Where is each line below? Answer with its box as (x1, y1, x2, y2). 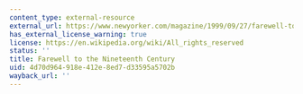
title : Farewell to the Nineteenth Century (9, 55, 176, 64)
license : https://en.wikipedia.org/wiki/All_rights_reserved (9, 38, 244, 47)
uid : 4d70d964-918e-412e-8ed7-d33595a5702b (9, 64, 176, 73)
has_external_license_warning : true (9, 30, 147, 38)
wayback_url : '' (9, 72, 70, 81)
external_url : (9, 21, 63, 30)
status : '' (9, 47, 50, 56)
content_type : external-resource (9, 13, 135, 22)
